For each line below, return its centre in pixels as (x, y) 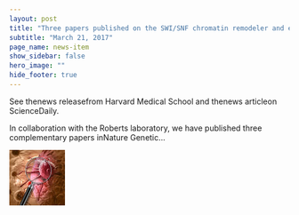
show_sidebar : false (48, 56)
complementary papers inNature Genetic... (88, 137)
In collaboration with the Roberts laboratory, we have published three (136, 128)
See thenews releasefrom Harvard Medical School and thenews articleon (143, 101)
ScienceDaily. (34, 110)
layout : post (33, 19)
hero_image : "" (37, 66)
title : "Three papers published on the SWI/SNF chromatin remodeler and (147, 28)
